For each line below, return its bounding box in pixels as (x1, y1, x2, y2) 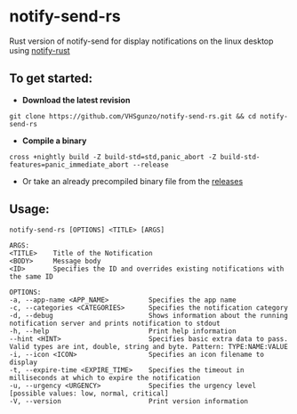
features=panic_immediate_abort (9, 160, 129, 169)
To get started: (9, 71, 93, 86)
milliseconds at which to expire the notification (9, 373, 201, 382)
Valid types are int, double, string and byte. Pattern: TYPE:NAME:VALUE (9, 342, 289, 351)
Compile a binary (21, 135, 87, 146)
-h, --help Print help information (9, 327, 237, 336)
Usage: (9, 202, 51, 217)
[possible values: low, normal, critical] (9, 389, 169, 398)
